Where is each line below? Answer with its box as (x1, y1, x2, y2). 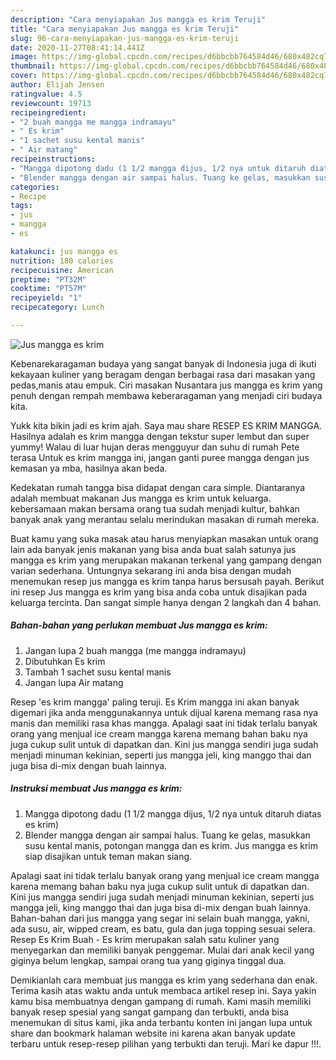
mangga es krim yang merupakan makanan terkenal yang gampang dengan (10, 554, 322, 566)
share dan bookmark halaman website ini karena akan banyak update (10, 1027, 296, 1039)
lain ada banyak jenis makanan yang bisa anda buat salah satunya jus (10, 543, 297, 555)
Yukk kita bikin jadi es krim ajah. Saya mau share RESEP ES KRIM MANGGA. (10, 419, 323, 431)
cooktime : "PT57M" (10, 284, 87, 294)
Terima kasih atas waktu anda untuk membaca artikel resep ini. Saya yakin (10, 984, 317, 996)
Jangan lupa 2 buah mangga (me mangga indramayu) (24, 644, 247, 656)
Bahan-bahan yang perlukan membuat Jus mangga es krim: (10, 619, 268, 631)
